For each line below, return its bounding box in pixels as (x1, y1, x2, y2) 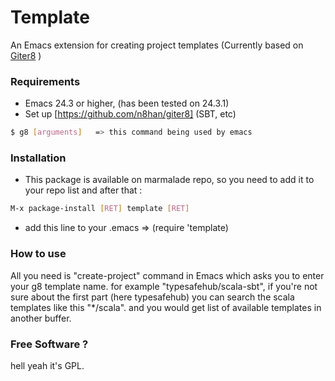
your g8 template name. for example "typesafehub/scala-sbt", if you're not (10, 280, 318, 292)
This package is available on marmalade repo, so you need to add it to (24, 174, 315, 186)
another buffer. (10, 312, 72, 324)
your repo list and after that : (24, 184, 143, 196)
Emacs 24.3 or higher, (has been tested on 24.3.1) (24, 97, 230, 110)
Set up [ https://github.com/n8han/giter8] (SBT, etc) (24, 108, 237, 120)
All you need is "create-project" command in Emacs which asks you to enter (10, 269, 325, 281)
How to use (10, 247, 67, 261)
